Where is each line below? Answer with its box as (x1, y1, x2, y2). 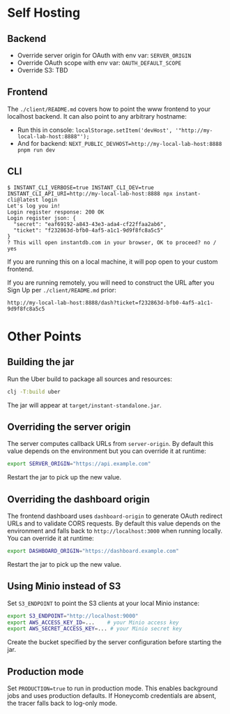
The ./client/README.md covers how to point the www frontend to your (7, 105, 211, 113)
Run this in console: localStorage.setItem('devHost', (17, 126, 173, 134)
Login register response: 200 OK (7, 208, 105, 216)
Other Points (7, 328, 82, 344)
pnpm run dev (17, 147, 56, 154)
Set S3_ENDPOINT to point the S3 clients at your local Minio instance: (7, 599, 200, 607)
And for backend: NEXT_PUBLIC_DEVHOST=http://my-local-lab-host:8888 (17, 139, 222, 147)
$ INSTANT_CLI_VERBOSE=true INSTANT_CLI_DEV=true (7, 184, 155, 191)
